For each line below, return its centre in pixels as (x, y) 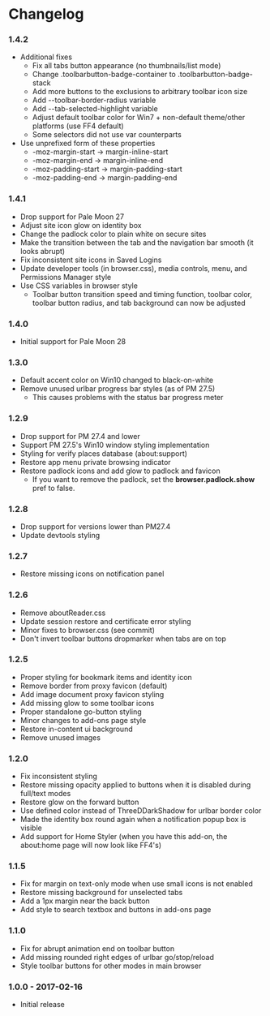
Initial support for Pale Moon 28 (73, 342)
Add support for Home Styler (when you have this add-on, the (124, 837)
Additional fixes (46, 57)
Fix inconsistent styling (58, 777)
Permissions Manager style (66, 277)
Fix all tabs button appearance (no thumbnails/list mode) (126, 66)
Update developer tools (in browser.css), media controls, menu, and (133, 268)
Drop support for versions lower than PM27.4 (95, 526)
